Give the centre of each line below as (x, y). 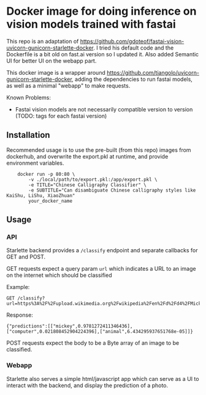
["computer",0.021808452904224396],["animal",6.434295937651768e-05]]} (100, 332)
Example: (18, 287)
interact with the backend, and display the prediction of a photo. (87, 385)
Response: (20, 315)
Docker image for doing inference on (101, 11)
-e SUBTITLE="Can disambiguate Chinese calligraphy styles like (112, 190)
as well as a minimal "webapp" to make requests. (68, 85)
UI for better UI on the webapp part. (51, 61)
